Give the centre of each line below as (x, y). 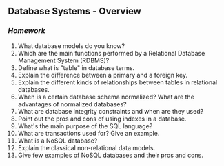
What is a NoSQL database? (58, 141)
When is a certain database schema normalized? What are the (106, 97)
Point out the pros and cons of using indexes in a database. (102, 119)
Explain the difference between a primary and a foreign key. (103, 75)
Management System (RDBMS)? (63, 60)
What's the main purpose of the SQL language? (85, 126)
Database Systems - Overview (75, 11)
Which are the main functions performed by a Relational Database (111, 53)
